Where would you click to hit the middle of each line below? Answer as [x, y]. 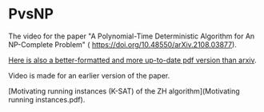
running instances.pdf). [47, 99]
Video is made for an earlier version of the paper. [89, 75]
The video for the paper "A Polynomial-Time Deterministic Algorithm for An [132, 36]
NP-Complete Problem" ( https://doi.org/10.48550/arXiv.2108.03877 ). [123, 44]
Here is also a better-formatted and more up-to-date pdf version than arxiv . [133, 60]
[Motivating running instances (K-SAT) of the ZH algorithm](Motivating [124, 91]
